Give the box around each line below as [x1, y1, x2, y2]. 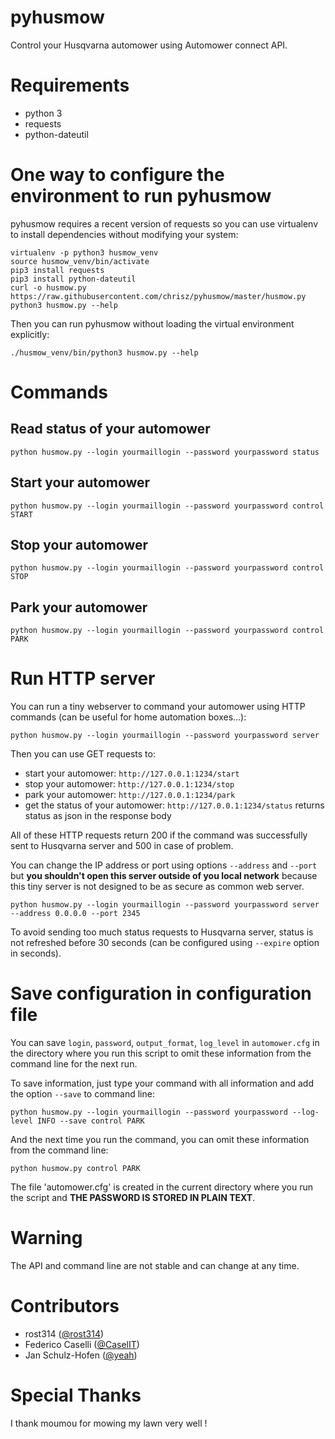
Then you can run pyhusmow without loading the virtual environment [10, 317, 295, 330]
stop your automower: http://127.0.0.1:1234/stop [24, 778, 235, 790]
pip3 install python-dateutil [10, 274, 137, 284]
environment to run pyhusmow [10, 185, 272, 208]
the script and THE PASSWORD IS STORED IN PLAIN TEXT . [10, 1192, 256, 1204]
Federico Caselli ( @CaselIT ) [24, 1339, 140, 1350]
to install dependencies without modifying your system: [10, 228, 239, 240]
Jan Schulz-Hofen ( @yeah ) [24, 1349, 138, 1361]
